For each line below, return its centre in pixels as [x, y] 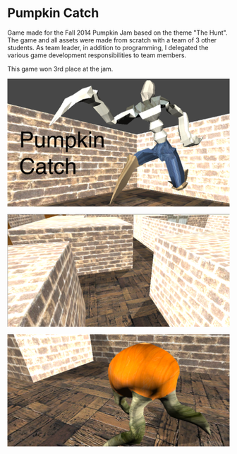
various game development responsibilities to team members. [97, 55]
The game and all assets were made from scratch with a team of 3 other [112, 40]
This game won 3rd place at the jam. [60, 69]
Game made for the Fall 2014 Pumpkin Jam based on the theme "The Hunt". [117, 33]
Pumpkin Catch [53, 13]
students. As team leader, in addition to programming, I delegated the [108, 47]
